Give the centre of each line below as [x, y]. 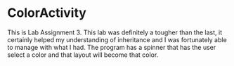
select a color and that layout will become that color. [83, 55]
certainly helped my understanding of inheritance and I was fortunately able [117, 39]
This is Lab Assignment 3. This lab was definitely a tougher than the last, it [115, 32]
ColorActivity [47, 13]
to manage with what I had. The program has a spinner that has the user [112, 47]
